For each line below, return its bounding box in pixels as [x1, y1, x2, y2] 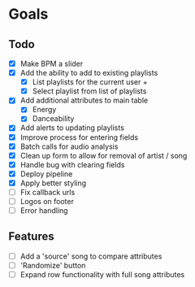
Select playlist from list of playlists [32, 86, 147, 96]
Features [8, 229, 54, 244]
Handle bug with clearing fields [19, 159, 125, 169]
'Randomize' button [19, 260, 86, 270]
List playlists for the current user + [32, 77, 148, 87]
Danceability [32, 114, 75, 124]
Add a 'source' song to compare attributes [19, 251, 162, 261]
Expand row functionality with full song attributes [19, 270, 185, 279]
